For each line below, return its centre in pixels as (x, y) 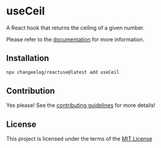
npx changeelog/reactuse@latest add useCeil (63, 72)
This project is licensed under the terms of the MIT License (79, 139)
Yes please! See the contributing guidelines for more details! (81, 105)
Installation (28, 58)
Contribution (31, 91)
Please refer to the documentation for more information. (75, 39)
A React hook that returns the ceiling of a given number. (75, 28)
